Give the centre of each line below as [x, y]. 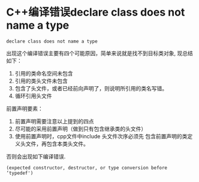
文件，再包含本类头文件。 [57, 144]
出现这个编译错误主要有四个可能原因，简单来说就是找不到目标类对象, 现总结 [99, 53]
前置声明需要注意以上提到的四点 [54, 121]
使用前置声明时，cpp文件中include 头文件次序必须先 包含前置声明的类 [101, 136]
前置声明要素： [25, 108]
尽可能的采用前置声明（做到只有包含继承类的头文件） [81, 129]
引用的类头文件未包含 [41, 81]
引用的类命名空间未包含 [44, 73]
